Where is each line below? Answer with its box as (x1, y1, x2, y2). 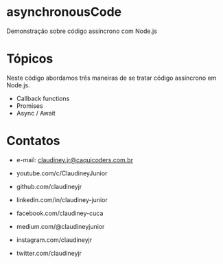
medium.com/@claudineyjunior (16, 222, 105, 230)
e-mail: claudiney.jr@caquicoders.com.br (16, 155, 133, 164)
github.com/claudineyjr (16, 182, 82, 190)
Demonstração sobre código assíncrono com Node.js (6, 27, 157, 35)
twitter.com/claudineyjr (16, 249, 82, 257)
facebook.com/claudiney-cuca (16, 209, 104, 217)
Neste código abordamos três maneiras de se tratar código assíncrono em (6, 74, 217, 82)
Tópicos (6, 51, 54, 67)
